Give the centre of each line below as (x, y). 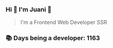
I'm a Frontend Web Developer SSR (63, 23)
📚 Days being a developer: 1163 (53, 38)
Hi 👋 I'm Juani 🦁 (29, 9)
